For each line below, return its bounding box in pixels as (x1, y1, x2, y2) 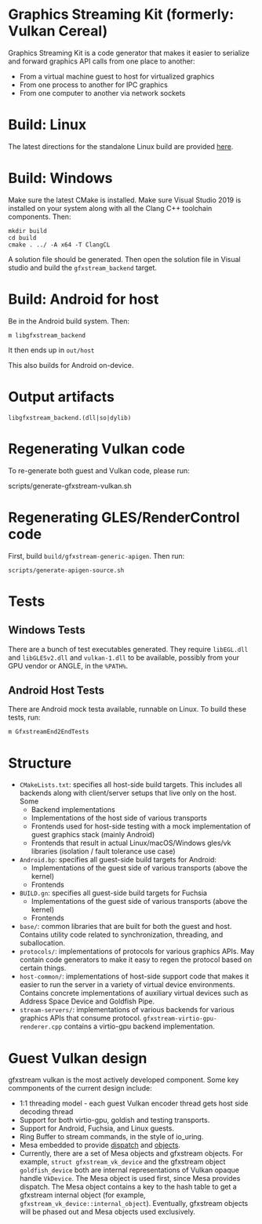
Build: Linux (8, 116, 87, 134)
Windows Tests (8, 624, 86, 637)
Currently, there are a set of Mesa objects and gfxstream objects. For (19, 1149, 243, 1158)
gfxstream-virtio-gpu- (143, 1015, 217, 1023)
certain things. (19, 964, 67, 973)
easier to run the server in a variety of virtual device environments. (19, 980, 235, 989)
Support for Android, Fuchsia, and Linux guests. (19, 1124, 175, 1133)
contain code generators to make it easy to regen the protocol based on (19, 955, 253, 964)
